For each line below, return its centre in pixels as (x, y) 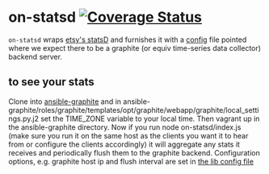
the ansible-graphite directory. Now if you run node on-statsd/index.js (125, 127)
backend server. (36, 56)
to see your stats (51, 82)
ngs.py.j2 (23, 118)
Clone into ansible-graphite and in (65, 101)
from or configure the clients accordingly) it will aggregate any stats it (124, 144)
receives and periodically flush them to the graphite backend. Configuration (134, 152)
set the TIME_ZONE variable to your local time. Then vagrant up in (150, 118)
